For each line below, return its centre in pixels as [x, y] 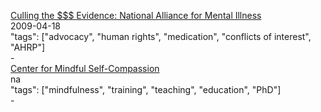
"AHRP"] [28, 47]
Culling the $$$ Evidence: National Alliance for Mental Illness [136, 15]
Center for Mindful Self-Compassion [85, 68]
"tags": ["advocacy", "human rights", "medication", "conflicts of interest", [161, 36]
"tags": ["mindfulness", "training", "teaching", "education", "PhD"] [146, 89]
